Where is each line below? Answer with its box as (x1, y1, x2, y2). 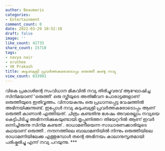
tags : (5, 50, 17, 55)
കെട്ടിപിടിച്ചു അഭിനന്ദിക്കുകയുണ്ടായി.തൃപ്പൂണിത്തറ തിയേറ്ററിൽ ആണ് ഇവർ (5, 116, 155, 122)
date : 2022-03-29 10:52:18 (5, 26, 62, 32)
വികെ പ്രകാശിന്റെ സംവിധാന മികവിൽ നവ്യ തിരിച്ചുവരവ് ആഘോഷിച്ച (5, 87, 151, 94)
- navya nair (5, 54, 33, 60)
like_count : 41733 (5, 41, 44, 46)
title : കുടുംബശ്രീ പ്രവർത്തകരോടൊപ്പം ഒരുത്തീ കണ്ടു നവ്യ (5, 69, 116, 74)
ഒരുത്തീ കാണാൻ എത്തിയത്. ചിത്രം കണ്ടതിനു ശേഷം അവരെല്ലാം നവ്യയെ (5, 110, 160, 116)
